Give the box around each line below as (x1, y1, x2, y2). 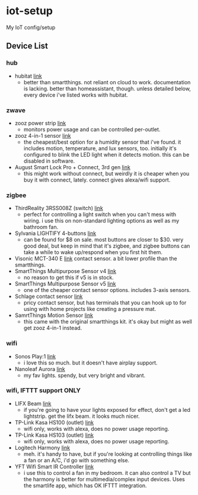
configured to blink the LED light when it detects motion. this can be (23, 151, 190, 158)
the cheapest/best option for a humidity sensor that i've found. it (23, 138, 181, 145)
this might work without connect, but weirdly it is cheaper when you (23, 170, 190, 177)
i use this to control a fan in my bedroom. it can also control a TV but (23, 469, 191, 476)
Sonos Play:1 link (14, 353, 56, 360)
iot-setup (6, 4, 53, 18)
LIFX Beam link (14, 399, 52, 407)
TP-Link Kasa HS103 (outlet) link (14, 431, 94, 439)
